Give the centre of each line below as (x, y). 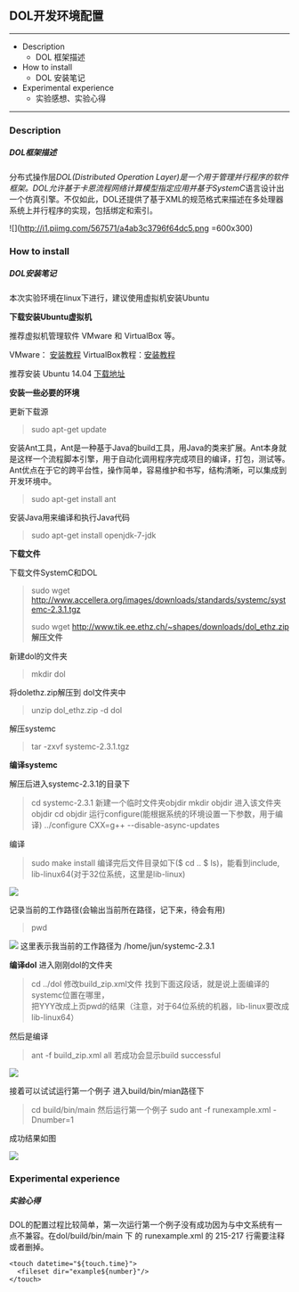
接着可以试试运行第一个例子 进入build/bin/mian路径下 (107, 1090)
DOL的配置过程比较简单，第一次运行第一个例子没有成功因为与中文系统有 (142, 1225)
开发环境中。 (32, 481)
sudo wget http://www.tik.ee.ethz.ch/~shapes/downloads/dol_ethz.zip (160, 626)
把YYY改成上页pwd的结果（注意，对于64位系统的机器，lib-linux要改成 (160, 1006)
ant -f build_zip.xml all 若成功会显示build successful (125, 1055)
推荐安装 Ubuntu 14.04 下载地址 (68, 374)
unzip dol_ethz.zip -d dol (77, 710)
